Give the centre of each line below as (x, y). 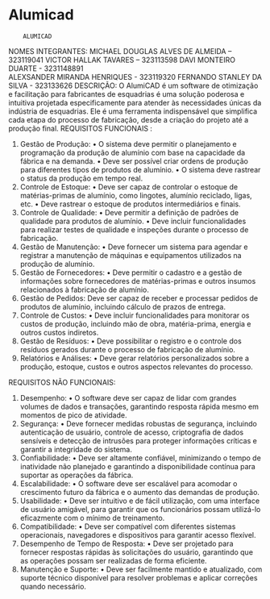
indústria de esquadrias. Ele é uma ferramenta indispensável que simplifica (133, 111)
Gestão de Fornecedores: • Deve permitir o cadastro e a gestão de (131, 272)
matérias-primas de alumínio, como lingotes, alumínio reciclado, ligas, (136, 195)
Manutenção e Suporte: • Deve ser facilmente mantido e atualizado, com (141, 569)
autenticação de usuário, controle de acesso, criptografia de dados (132, 432)
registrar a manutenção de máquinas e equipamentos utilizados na (131, 255)
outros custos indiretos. (59, 332)
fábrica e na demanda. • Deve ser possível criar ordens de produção (134, 161)
